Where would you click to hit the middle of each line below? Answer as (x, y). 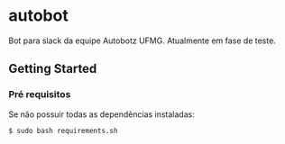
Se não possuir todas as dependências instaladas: (101, 114)
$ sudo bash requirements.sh (63, 130)
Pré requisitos (40, 94)
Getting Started (53, 69)
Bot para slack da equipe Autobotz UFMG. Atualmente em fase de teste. (142, 40)
